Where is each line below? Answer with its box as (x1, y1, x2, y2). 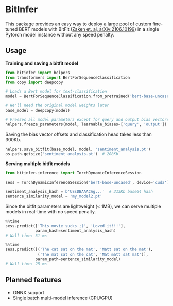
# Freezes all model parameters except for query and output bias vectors (5, 117, 169, 122)
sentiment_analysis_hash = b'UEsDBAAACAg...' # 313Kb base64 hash (5, 189, 153, 194)
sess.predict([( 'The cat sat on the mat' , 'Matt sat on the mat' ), (5, 247, 153, 253)
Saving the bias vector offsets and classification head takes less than (5, 131, 152, 137)
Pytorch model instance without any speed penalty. (5, 31, 114, 38)
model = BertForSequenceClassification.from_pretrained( (5, 94, 130, 99)
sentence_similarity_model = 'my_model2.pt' (5, 194, 102, 199)
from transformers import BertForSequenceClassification (5, 75, 130, 80)
